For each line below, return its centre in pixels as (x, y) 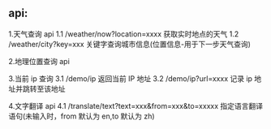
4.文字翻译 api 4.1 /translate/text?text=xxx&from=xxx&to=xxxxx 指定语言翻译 (136, 105)
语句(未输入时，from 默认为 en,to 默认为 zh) (82, 116)
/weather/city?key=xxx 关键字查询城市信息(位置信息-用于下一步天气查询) (130, 44)
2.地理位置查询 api (39, 61)
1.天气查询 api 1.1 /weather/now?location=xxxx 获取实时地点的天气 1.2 (124, 34)
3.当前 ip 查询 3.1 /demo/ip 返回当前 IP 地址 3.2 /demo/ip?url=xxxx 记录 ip (131, 78)
